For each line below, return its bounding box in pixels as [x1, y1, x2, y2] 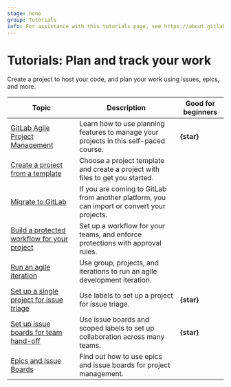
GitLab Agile [10, 123, 50, 133]
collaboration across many [78, 332, 165, 342]
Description [106, 103, 146, 113]
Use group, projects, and [78, 258, 159, 268]
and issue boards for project [78, 360, 170, 370]
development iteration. [78, 276, 152, 285]
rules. [78, 247, 98, 256]
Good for [185, 99, 215, 109]
